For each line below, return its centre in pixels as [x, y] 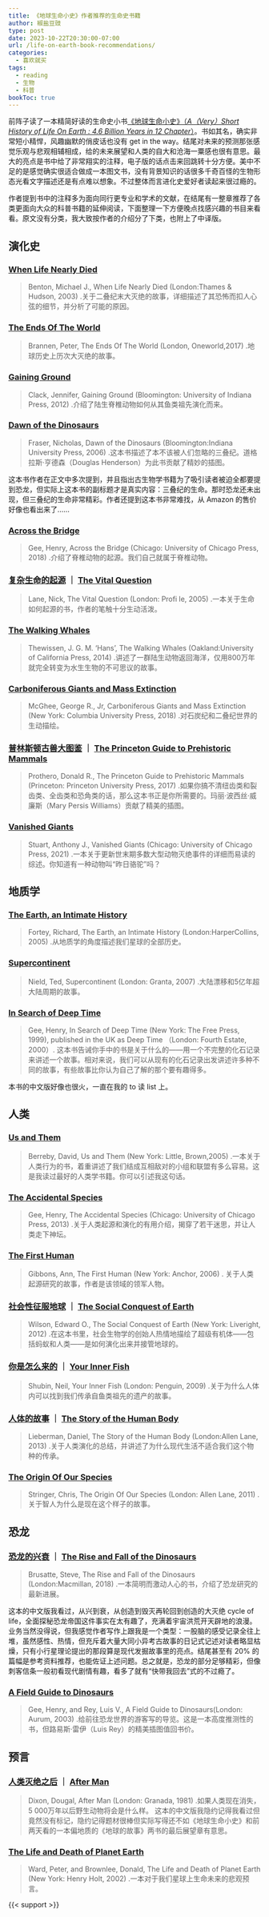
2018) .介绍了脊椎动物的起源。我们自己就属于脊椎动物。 [120, 558]
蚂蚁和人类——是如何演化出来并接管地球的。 [108, 1344]
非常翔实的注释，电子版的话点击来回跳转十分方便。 [155, 162]
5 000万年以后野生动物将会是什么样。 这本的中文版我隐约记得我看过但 [144, 1811]
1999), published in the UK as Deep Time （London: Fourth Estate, [137, 1039]
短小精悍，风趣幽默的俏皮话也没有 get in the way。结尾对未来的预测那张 [134, 142]
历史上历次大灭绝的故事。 [77, 356]
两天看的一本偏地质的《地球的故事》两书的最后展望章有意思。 [130, 1831]
